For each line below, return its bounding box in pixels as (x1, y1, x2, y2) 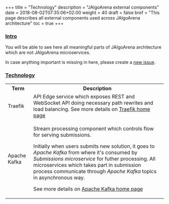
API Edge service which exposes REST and (33, 93, 135, 100)
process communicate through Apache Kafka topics (33, 168, 157, 175)
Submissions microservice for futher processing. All (33, 155, 156, 162)
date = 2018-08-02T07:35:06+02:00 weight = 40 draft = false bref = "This (5, 10, 160, 16)
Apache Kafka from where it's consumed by (33, 149, 138, 156)
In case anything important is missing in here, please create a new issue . (5, 59, 156, 65)
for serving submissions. (33, 131, 92, 138)
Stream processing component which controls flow (33, 125, 154, 132)
